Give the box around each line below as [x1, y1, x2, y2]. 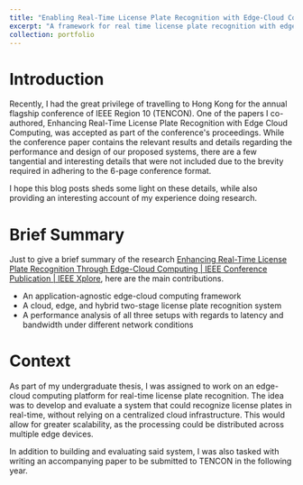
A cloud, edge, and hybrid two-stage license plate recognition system [22, 300, 282, 311]
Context [9, 351, 71, 371]
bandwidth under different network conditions [22, 319, 194, 330]
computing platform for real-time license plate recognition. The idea [32, 390, 284, 401]
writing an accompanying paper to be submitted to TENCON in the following [9, 456, 292, 467]
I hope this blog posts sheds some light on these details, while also [9, 183, 258, 194]
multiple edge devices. [9, 429, 94, 440]
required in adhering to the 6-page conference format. [9, 166, 212, 177]
